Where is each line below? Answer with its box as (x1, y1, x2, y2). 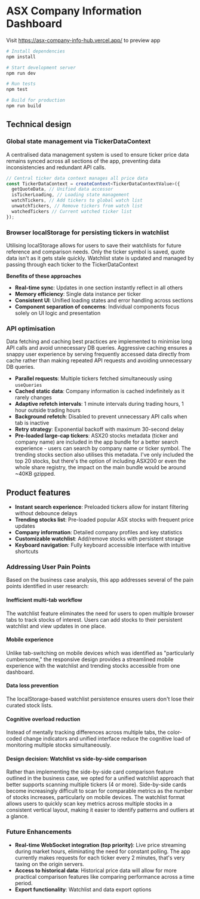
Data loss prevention (6, 682, 59, 689)
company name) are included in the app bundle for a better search (14, 438, 179, 446)
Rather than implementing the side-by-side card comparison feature (6, 768, 174, 775)
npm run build (6, 103, 42, 109)
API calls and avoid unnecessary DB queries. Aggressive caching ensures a (6, 344, 192, 351)
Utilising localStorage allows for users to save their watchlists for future (6, 241, 181, 249)
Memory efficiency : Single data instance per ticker (14, 290, 141, 297)
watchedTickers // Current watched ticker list (11, 208, 133, 215)
